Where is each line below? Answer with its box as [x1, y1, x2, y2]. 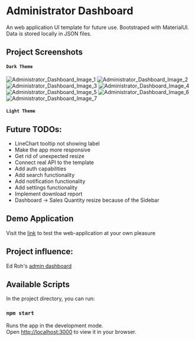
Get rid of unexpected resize [14, 152, 84, 159]
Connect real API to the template [14, 159, 95, 166]
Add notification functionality [14, 178, 86, 185]
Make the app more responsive [14, 146, 90, 153]
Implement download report [14, 190, 83, 197]
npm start [6, 310, 34, 317]
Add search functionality [14, 171, 75, 178]
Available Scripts [6, 279, 70, 289]
